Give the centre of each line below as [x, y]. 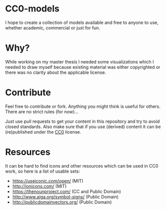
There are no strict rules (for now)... [42, 111]
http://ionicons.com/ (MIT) [39, 186]
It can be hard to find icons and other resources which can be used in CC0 [82, 166]
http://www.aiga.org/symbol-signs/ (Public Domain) [65, 197]
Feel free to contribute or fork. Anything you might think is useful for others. [83, 106]
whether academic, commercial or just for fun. [53, 27]
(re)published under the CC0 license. [43, 132]
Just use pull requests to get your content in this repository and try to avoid [83, 121]
